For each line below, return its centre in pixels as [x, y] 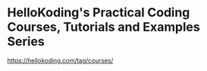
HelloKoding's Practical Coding [99, 13]
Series [26, 42]
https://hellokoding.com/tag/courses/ [60, 60]
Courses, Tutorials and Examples [103, 27]
